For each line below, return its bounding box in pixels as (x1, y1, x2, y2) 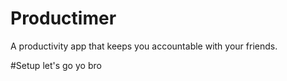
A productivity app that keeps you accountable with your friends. (10, 40, 278, 52)
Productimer (10, 7, 117, 30)
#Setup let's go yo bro (10, 59, 102, 71)
